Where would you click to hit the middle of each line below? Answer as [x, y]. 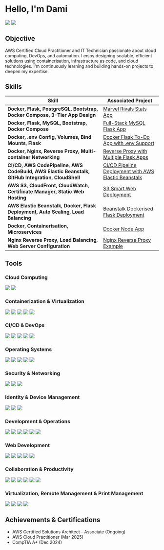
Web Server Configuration [39, 246]
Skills [13, 87]
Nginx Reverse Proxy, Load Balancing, [53, 240]
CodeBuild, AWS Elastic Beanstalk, [49, 171]
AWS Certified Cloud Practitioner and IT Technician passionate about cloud [81, 50]
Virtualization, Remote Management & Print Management [74, 493]
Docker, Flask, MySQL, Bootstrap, [47, 123]
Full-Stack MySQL [124, 123]
